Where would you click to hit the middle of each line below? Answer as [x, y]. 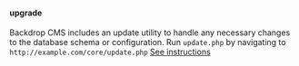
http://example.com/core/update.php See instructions [110, 52]
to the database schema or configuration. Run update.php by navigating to [148, 42]
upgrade [26, 13]
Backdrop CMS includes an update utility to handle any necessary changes [150, 33]
